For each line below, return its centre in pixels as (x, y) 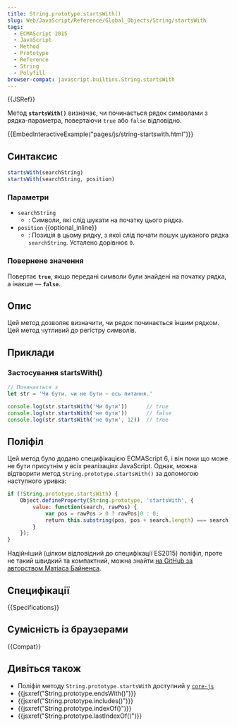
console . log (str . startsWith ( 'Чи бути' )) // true (88, 406)
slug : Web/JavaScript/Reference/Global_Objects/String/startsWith (107, 20)
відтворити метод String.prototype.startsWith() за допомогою (103, 474)
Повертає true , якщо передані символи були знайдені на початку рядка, (117, 276)
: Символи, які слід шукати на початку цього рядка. (106, 220)
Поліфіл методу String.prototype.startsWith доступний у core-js (116, 685)
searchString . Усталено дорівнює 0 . (81, 243)
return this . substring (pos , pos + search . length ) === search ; (138, 520)
